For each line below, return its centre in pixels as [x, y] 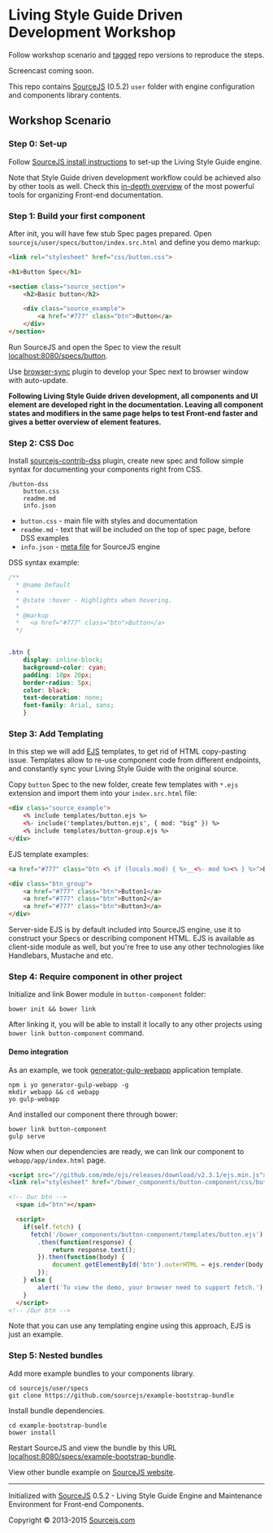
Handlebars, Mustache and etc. [61, 955]
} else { [38, 1280]
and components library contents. [65, 94]
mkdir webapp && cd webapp [54, 1092]
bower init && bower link [52, 1009]
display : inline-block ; [63, 660]
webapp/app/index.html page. [57, 1160]
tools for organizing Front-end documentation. [86, 195]
